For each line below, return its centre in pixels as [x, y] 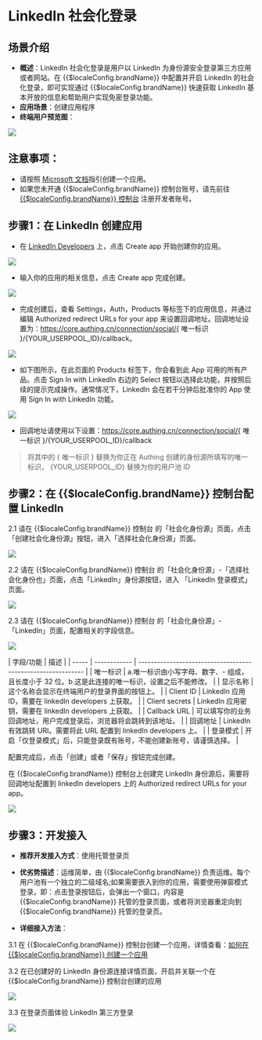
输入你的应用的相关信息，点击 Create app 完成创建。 [104, 277]
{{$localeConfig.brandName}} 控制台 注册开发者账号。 [108, 198]
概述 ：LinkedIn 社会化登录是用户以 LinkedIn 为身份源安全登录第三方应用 [135, 68]
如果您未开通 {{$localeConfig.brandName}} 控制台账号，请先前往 [125, 188]
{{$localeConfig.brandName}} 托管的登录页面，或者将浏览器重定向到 [131, 902]
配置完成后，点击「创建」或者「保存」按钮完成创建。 [94, 757]
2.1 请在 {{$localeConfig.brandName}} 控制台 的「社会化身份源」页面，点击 [130, 529]
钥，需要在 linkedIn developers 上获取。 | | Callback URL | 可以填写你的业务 [130, 711]
